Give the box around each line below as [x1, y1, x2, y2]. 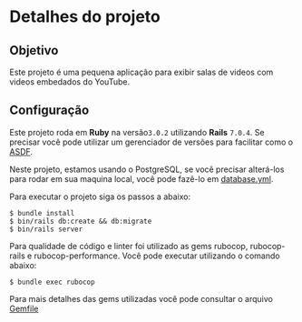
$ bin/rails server [9, 225, 83, 234]
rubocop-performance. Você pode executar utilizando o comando [34, 250, 280, 261]
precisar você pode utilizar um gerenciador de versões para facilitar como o [9, 136, 294, 147]
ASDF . [9, 146, 34, 156]
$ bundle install [9, 208, 75, 217]
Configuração [9, 103, 90, 118]
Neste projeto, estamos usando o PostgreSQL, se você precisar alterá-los [9, 164, 285, 175]
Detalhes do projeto [9, 6, 161, 27]
